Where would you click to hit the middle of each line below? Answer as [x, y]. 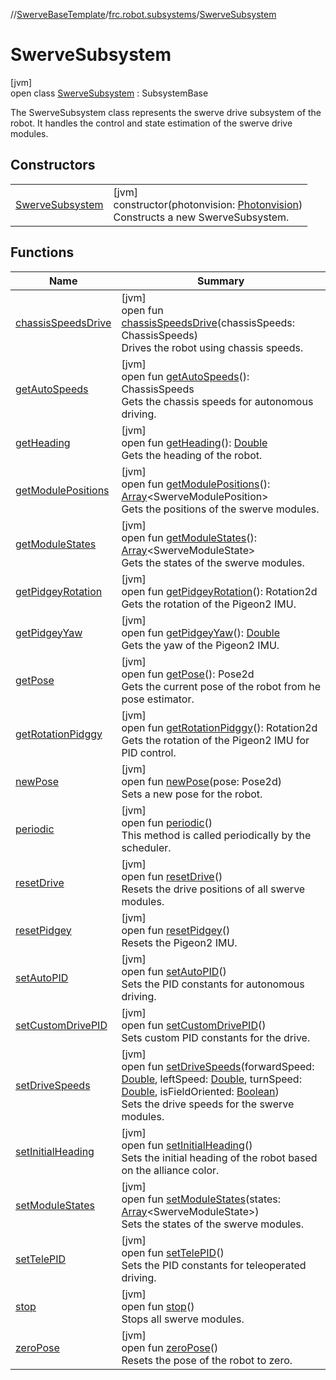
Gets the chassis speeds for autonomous [217, 401]
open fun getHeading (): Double [194, 442]
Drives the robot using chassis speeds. [212, 347]
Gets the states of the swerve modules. [213, 562]
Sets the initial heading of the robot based [219, 1157]
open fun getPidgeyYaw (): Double [201, 632]
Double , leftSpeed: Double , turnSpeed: [211, 1079]
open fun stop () [158, 1306]
